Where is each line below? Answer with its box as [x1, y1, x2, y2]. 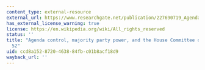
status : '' [6, 32, 34, 38]
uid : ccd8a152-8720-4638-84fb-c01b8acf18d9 [6, 49, 119, 55]
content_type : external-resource [6, 9, 92, 15]
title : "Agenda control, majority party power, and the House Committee [6, 37, 195, 43]
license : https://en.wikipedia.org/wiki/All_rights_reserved [6, 26, 165, 32]
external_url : [6, 15, 43, 21]
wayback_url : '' [6, 54, 48, 60]
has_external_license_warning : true [6, 20, 99, 26]
